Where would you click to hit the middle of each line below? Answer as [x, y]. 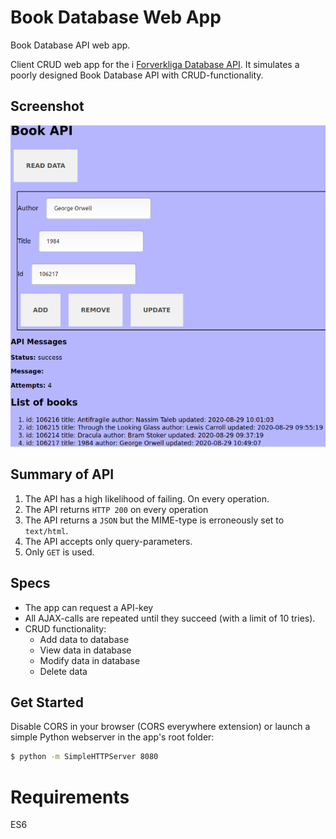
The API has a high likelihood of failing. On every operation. [147, 498]
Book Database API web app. [70, 45]
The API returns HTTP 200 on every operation [116, 509]
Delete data [63, 671]
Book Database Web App [116, 17]
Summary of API [62, 474]
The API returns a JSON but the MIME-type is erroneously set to [154, 520]
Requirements [70, 797]
